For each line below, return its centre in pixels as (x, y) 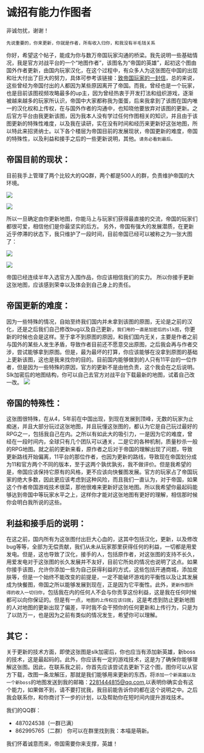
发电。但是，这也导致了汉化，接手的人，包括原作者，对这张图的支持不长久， (102, 554)
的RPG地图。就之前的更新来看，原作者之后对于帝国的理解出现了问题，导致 (100, 449)
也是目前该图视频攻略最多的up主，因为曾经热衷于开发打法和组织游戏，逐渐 (100, 93)
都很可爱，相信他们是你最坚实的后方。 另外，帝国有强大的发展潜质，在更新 (100, 226)
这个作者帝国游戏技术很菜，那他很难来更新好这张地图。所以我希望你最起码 (99, 487)
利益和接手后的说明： (46, 523)
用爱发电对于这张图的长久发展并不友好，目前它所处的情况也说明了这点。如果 (102, 562)
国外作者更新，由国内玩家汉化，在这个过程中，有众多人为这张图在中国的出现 (102, 70)
